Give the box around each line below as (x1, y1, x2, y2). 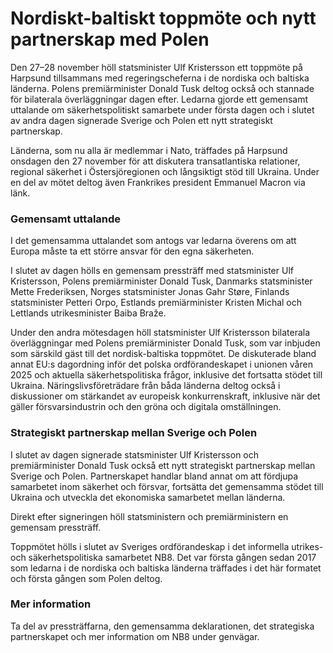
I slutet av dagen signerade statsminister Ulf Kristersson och (10, 448, 260, 461)
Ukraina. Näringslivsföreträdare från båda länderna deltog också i (10, 380, 281, 392)
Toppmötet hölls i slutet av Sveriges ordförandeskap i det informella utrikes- (10, 540, 324, 552)
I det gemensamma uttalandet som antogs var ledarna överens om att (10, 235, 297, 247)
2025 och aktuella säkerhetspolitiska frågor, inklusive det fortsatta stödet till (10, 369, 323, 381)
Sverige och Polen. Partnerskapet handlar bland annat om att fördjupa (10, 470, 299, 482)
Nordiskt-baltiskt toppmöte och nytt (10, 7, 317, 30)
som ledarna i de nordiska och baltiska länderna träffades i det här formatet (10, 562, 322, 574)
